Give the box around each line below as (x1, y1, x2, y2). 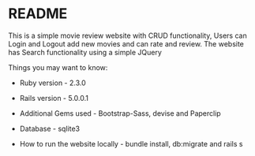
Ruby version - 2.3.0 (19, 78, 87, 87)
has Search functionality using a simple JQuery (8, 47, 162, 57)
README (8, 5, 68, 23)
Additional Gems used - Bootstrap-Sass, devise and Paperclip (19, 108, 221, 118)
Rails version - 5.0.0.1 (19, 93, 89, 102)
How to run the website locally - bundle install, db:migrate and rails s (19, 139, 243, 148)
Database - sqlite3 (19, 124, 81, 133)
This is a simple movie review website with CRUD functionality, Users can (8, 31, 247, 40)
